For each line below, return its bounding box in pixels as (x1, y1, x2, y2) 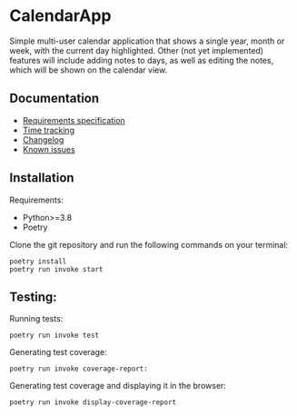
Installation (9, 170, 74, 186)
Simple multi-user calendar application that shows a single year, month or (9, 35, 285, 46)
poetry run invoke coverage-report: (9, 364, 148, 373)
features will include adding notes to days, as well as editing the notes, (9, 54, 274, 65)
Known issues (22, 144, 75, 154)
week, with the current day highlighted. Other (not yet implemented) (9, 45, 264, 55)
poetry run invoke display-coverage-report (9, 398, 177, 407)
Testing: (9, 289, 57, 304)
